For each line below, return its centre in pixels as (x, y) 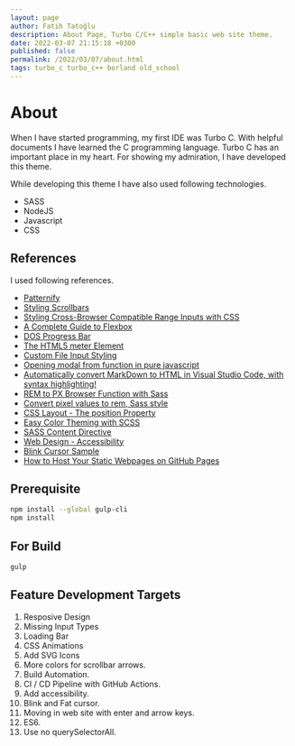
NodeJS (38, 211)
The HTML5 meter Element (74, 345)
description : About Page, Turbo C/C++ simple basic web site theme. (142, 34)
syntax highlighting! (60, 383)
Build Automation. (56, 674)
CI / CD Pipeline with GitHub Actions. (92, 684)
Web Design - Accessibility (74, 441)
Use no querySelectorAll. (69, 732)
